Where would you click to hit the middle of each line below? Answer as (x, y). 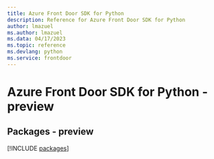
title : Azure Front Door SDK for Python (66, 13)
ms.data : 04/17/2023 (37, 39)
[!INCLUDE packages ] (38, 148)
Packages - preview (50, 132)
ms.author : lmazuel (35, 33)
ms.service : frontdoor (39, 58)
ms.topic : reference (37, 45)
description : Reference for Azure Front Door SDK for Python (96, 20)
